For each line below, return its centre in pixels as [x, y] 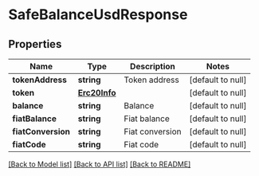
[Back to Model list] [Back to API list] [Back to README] [100, 164]
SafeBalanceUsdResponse [98, 15]
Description [153, 66]
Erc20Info [97, 93]
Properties [35, 44]
